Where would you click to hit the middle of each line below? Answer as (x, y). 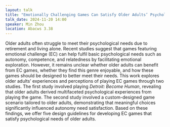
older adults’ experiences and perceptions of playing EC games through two (85, 81)
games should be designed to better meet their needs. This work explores (82, 76)
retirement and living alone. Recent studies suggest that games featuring (81, 49)
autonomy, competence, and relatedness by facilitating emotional (73, 59)
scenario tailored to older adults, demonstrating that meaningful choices (80, 103)
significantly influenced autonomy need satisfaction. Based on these (77, 108)
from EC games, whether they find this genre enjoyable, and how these (79, 70)
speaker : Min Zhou (25, 24)
